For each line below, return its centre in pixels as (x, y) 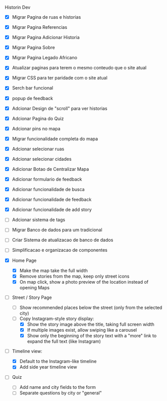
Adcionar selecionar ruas (38, 149)
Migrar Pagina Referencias (40, 27)
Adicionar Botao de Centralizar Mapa (50, 169)
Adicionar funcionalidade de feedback (52, 200)
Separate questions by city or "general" (61, 393)
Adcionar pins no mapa (36, 128)
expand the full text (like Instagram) (64, 341)
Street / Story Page (32, 297)
